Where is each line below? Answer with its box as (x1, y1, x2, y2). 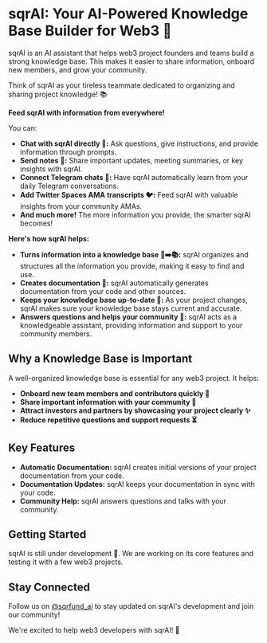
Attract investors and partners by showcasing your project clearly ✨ (19, 406, 251, 415)
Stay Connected (8, 580, 90, 594)
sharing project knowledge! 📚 (8, 89, 108, 99)
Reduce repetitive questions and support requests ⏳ (19, 415, 198, 425)
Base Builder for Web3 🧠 (8, 22, 173, 40)
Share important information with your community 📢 (19, 397, 197, 406)
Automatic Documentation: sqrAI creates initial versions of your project (19, 462, 257, 472)
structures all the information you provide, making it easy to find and (19, 261, 245, 271)
